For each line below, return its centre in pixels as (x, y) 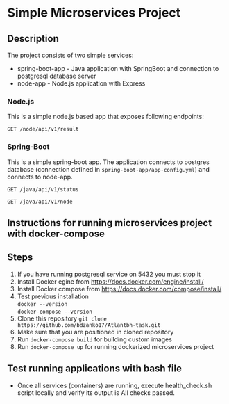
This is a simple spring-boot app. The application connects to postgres (108, 162)
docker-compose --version (54, 312)
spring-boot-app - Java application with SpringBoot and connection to (118, 68)
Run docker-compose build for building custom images (94, 339)
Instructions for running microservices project (110, 223)
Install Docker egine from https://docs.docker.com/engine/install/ (110, 281)
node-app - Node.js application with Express (81, 83)
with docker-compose (56, 233)
